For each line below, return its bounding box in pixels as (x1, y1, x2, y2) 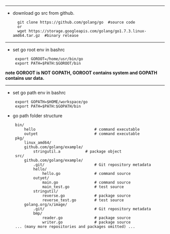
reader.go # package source (42, 215, 131, 220)
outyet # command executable (24, 131, 140, 136)
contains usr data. (5, 75, 45, 81)
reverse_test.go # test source (42, 198, 124, 203)
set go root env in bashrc (12, 46, 65, 53)
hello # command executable (24, 127, 140, 132)
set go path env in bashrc (12, 89, 66, 96)
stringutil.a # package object (33, 149, 122, 154)
